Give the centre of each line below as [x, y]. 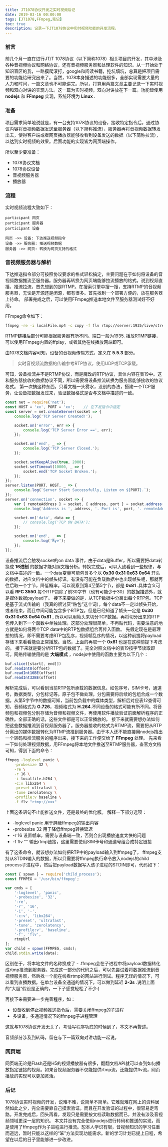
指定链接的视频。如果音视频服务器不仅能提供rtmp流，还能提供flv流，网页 [85, 1070]
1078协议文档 [26, 162]
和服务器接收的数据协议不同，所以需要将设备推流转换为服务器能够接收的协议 [84, 380]
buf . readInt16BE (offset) [31, 673]
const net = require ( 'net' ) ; [35, 402]
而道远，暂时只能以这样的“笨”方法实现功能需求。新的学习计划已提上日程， [82, 1133]
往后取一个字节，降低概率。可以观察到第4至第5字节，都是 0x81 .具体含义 [80, 585]
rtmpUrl [22, 939]
